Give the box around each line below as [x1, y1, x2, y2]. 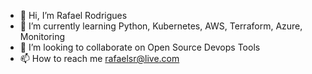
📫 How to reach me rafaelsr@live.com [19, 53, 180, 64]
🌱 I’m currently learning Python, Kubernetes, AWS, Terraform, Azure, [19, 20, 303, 32]
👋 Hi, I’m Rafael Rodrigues [19, 10, 128, 21]
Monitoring [19, 31, 65, 42]
